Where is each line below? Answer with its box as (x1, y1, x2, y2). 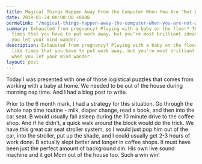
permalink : (6, 20, 34, 26)
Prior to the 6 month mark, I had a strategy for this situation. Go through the (6, 100, 194, 107)
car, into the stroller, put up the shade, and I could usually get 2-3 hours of (6, 132, 191, 139)
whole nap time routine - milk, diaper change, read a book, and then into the (6, 106, 195, 114)
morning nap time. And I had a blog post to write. (6, 88, 127, 96)
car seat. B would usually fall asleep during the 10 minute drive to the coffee (6, 112, 194, 120)
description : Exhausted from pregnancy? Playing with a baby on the (6, 43, 182, 49)
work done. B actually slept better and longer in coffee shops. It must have (6, 138, 191, 145)
